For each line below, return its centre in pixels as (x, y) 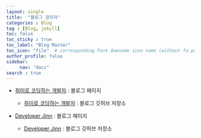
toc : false (20, 34)
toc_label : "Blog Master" (38, 45)
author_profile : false (34, 56)
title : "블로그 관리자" (33, 17)
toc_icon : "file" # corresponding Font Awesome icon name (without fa (97, 51)
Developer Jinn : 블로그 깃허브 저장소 (68, 128)
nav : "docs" (34, 67)
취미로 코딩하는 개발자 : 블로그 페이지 (58, 91)
